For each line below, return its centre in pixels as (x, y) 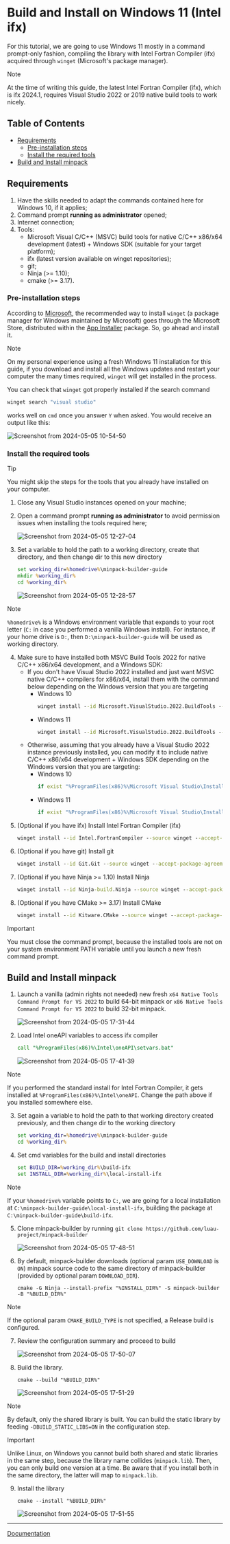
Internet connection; (46, 222)
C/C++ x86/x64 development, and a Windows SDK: (90, 665)
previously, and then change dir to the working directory (96, 1123)
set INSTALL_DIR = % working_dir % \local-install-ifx (89, 1174)
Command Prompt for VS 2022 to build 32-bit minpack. (91, 1009)
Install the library (41, 1488)
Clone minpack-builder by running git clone (80, 1228)
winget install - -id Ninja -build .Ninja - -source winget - (101, 889)
